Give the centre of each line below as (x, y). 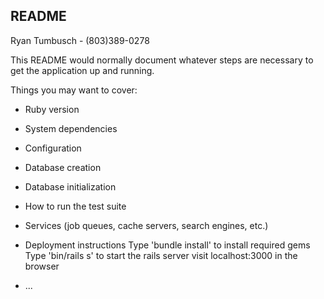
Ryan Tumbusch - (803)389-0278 (80, 40)
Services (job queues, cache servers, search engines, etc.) (146, 225)
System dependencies (71, 128)
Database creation (63, 167)
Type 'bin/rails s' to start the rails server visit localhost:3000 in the (161, 255)
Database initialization (70, 186)
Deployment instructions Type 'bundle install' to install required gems (167, 245)
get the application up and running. (82, 70)
